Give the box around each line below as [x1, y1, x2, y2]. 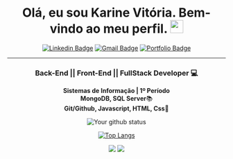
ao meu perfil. [85, 21, 168, 37]
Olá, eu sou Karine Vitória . [21, 5, 176, 21]
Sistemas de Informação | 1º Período [63, 87, 170, 95]
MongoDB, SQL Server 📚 [80, 94, 153, 103]
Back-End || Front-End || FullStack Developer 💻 [35, 68, 198, 78]
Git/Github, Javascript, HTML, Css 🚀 [64, 104, 169, 112]
